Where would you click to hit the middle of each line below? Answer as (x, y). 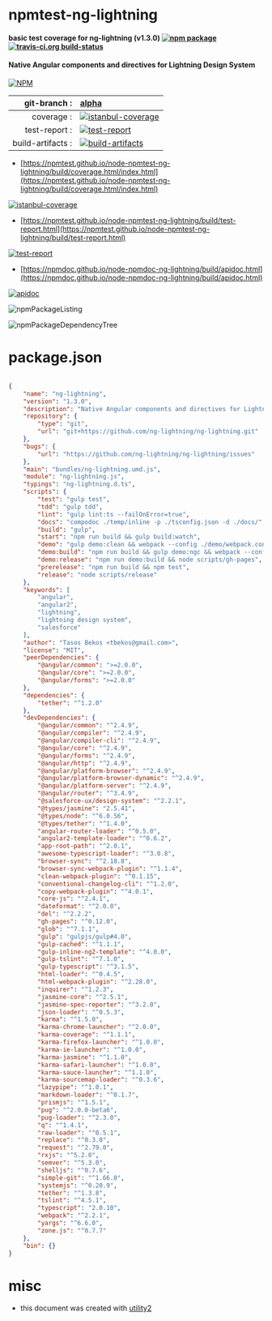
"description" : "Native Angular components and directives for (132, 409)
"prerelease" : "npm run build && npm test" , (114, 567)
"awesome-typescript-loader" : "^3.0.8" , (106, 854)
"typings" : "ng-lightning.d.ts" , (79, 484)
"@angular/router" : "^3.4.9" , (88, 793)
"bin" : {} (40, 1246)
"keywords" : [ (47, 590)
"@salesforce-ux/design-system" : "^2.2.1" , (112, 801)
